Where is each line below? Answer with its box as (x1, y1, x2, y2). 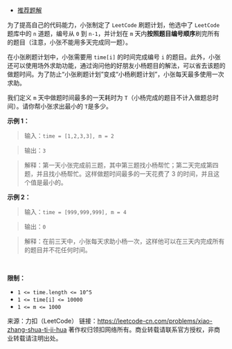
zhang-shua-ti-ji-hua (7, 325, 67, 334)
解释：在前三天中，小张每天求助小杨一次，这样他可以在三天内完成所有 (24, 238, 225, 245)
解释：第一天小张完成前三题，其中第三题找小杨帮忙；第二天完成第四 (24, 161, 219, 169)
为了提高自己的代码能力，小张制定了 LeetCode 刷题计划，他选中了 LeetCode (7, 21, 220, 29)
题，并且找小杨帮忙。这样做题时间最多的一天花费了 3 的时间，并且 (24, 170, 214, 178)
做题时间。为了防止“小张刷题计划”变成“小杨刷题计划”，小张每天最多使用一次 (7, 70, 224, 78)
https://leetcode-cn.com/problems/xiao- (97, 317, 213, 325)
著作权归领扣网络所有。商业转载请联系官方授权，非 (68, 325, 215, 334)
